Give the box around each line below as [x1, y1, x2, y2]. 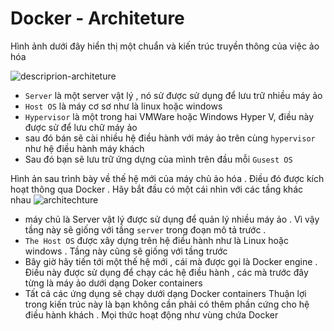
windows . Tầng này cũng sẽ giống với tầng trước [24, 245, 228, 257]
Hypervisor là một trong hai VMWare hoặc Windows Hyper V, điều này [24, 110, 315, 122]
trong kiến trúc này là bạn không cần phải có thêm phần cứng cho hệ [24, 298, 310, 310]
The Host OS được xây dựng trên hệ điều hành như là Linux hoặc [24, 234, 289, 246]
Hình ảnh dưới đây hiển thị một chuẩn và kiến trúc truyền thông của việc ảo [10, 40, 320, 52]
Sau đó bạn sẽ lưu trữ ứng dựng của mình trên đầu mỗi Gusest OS [24, 153, 293, 165]
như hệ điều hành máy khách [24, 142, 145, 154]
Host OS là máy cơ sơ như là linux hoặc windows [24, 100, 223, 112]
